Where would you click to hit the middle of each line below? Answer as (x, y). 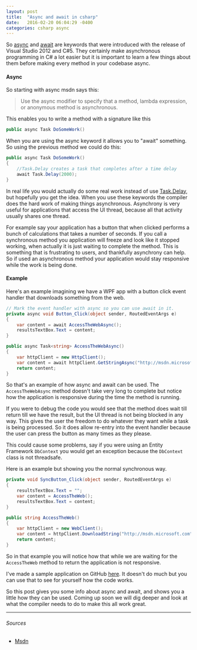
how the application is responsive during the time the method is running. (94, 397)
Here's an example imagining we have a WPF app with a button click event (96, 291)
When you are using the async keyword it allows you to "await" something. (96, 141)
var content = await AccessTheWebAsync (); (69, 325)
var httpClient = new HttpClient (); (62, 357)
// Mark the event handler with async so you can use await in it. (90, 308)
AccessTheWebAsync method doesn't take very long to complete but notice (94, 391)
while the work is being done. (42, 264)
